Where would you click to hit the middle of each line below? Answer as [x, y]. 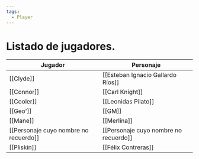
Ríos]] [111, 82]
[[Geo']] [20, 111]
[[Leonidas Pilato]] [129, 102]
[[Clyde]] [22, 79]
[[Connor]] [24, 92]
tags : [13, 12]
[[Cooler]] [23, 102]
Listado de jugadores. [61, 46]
